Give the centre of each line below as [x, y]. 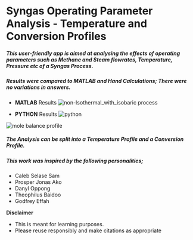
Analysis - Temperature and [77, 24]
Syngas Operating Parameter [80, 11]
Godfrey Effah [32, 201]
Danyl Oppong [32, 188]
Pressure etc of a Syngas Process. [50, 66]
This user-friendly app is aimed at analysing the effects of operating [93, 53]
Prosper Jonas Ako [38, 182]
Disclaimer [20, 213]
